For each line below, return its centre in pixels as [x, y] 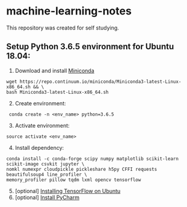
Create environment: [40, 103]
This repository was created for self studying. [63, 28]
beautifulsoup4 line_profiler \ [47, 175]
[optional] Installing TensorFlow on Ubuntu [68, 191]
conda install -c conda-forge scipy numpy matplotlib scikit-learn [93, 159]
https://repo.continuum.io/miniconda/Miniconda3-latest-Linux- [100, 82]
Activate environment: [42, 125]
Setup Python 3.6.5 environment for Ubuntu [90, 47]
